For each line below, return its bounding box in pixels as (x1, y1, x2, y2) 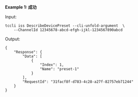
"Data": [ (22, 54, 42, 59)
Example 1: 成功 (5, 4, 37, 10)
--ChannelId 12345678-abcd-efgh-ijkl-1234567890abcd (14, 28, 123, 32)
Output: (5, 36, 20, 42)
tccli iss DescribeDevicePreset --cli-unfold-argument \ (5, 23, 125, 28)
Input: (5, 14, 17, 19)
